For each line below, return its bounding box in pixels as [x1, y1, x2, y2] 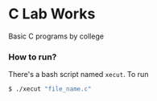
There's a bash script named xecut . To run [8, 70, 149, 79]
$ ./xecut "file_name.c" [8, 85, 92, 93]
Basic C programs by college [8, 31, 105, 41]
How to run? [8, 51, 57, 63]
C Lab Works [8, 5, 96, 23]
